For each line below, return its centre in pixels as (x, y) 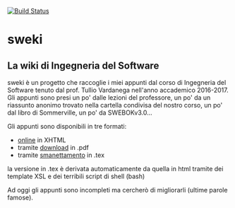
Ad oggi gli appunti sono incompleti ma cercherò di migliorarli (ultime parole (117, 190)
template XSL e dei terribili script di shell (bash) (76, 176)
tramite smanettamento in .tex (61, 155)
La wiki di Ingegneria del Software (83, 65)
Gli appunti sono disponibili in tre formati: (67, 126)
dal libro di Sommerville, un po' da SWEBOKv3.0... (80, 112)
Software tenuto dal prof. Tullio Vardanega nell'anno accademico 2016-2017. (118, 90)
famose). (20, 197)
